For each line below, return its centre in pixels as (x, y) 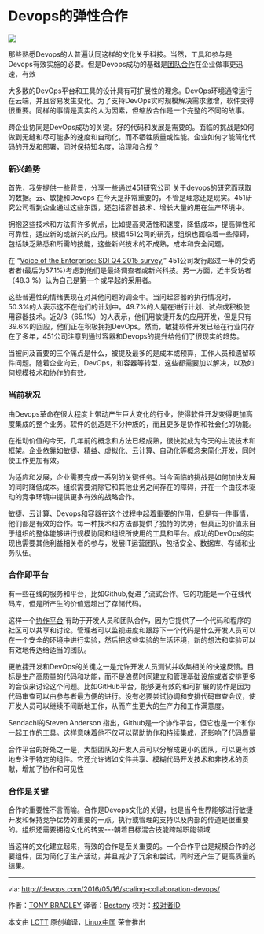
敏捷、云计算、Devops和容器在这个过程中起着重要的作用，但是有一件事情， (130, 513)
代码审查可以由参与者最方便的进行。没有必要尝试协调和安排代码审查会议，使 (132, 696)
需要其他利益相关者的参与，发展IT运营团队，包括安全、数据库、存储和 (135, 543)
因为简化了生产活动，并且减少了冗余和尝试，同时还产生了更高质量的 (145, 856)
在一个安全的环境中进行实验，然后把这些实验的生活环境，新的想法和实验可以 (132, 639)
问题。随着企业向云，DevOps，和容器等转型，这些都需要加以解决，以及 (131, 363)
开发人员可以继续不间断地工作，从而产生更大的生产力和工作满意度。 (118, 706)
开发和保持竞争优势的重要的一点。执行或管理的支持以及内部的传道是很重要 (128, 820)
